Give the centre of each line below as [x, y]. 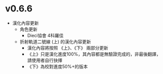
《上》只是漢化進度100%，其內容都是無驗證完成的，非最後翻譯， [94, 54]
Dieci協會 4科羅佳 [45, 35]
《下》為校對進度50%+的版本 [57, 66]
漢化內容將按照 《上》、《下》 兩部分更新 [68, 48]
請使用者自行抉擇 [45, 60]
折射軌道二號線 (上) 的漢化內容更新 [55, 41]
